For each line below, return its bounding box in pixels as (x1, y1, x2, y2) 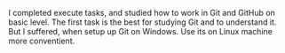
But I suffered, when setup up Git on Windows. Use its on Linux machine (8, 26, 273, 36)
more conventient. (8, 35, 75, 46)
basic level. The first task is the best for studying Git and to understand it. (8, 17, 277, 27)
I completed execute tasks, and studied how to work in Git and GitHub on (8, 8, 276, 18)
